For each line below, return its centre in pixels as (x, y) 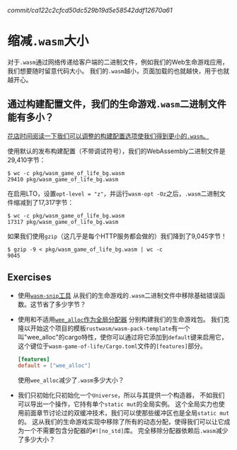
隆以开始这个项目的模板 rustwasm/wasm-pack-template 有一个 (104, 328)
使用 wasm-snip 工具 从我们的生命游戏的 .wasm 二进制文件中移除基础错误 (118, 295)
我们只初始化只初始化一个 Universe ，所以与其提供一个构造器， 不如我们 (121, 395)
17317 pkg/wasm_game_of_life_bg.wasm (63, 222)
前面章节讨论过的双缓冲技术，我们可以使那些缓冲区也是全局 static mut (127, 413)
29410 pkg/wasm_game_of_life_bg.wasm (63, 179)
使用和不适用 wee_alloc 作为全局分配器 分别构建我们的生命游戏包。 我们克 (123, 319)
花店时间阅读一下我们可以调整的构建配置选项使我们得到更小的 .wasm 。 (108, 136)
